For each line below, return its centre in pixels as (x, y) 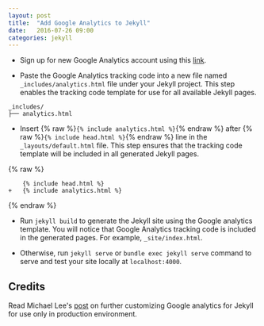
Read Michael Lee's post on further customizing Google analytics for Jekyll (131, 305)
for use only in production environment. (73, 314)
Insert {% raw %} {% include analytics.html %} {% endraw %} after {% (136, 128)
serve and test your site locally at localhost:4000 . (101, 262)
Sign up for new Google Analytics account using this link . (113, 60)
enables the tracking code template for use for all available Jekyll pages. (138, 93)
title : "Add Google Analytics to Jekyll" (79, 23)
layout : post (30, 15)
